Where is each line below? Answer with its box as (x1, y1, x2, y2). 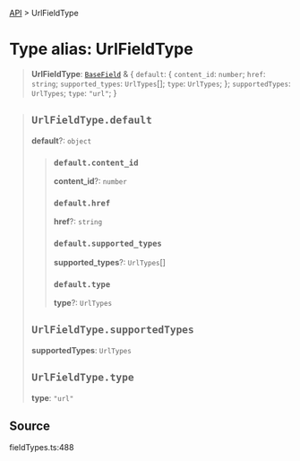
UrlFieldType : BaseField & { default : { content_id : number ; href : (30, 68, 266, 79)
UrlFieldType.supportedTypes (30, 323, 194, 336)
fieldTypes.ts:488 (9, 442, 74, 453)
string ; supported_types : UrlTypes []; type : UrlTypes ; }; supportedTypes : (30, 78, 291, 89)
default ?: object (30, 135, 92, 146)
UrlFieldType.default (30, 114, 152, 126)
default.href (53, 197, 111, 208)
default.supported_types (53, 239, 163, 249)
